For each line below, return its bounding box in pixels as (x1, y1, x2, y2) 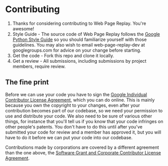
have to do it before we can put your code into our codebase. (5, 134, 133, 140)
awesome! (12, 25, 34, 31)
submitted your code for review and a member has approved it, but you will (5, 129, 161, 135)
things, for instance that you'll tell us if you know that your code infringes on (5, 118, 163, 124)
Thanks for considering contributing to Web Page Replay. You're (12, 20, 146, 26)
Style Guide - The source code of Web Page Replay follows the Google (12, 31, 160, 37)
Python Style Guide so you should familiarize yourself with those (12, 36, 147, 43)
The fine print (5, 78, 49, 87)
